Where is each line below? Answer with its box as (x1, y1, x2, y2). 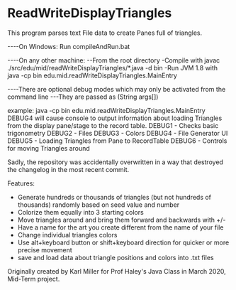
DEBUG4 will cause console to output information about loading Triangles (7, 114, 223, 122)
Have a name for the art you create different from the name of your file (17, 222, 224, 232)
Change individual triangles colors (17, 230, 118, 239)
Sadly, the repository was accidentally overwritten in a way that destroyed (7, 158, 223, 166)
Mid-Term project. (7, 274, 60, 283)
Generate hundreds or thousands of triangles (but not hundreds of (17, 193, 211, 201)
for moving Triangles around (7, 144, 90, 152)
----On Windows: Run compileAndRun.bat (7, 42, 130, 50)
